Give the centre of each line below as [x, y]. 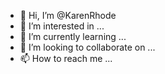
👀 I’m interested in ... [62, 26]
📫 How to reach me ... [66, 58]
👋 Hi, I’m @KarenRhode [68, 15]
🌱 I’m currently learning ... [73, 36]
